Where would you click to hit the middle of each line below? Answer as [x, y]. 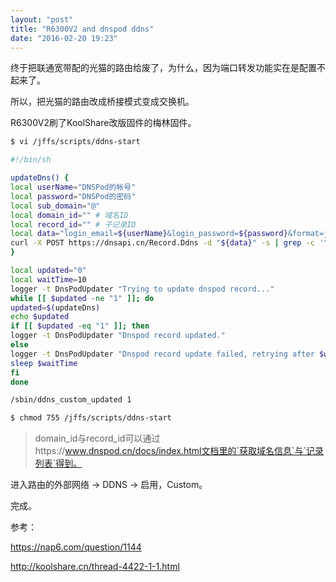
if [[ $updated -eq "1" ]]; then [80, 326]
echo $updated [40, 317]
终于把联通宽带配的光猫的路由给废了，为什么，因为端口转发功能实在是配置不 [168, 68]
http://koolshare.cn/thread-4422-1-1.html [95, 567]
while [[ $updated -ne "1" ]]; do [82, 298]
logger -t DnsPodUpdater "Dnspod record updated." [118, 336]
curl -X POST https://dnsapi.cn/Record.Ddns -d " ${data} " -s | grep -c [162, 243]
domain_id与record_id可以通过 [97, 438]
